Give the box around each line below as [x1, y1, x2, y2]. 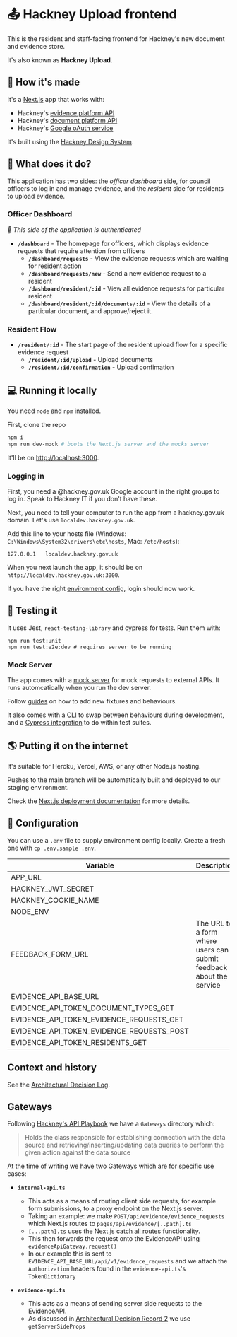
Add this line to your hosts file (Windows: [7, 530, 127, 538]
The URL [195, 918, 225, 928]
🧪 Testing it [7, 605, 58, 617]
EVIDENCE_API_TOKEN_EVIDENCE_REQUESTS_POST [11, 1026, 189, 1036]
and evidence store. [7, 42, 66, 50]
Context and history [7, 1062, 97, 1074]
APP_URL [11, 872, 42, 882]
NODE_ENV [11, 906, 49, 916]
